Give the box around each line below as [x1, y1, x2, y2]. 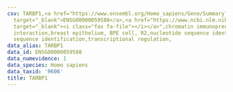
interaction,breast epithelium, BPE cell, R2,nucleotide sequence [13, 29, 209, 37]
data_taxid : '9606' [7, 68, 64, 75]
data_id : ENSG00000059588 [7, 49, 82, 56]
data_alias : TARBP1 [7, 42, 64, 49]
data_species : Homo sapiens [7, 62, 89, 68]
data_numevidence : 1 [7, 55, 67, 62]
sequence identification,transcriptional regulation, [13, 36, 172, 43]
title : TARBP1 [7, 74, 49, 82]
